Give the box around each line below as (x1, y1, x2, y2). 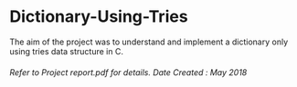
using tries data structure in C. (9, 45, 123, 56)
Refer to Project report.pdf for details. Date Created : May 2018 (9, 66, 248, 78)
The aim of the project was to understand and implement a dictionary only (9, 36, 289, 47)
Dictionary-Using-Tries (9, 6, 189, 27)
